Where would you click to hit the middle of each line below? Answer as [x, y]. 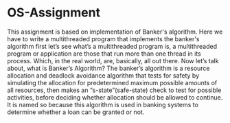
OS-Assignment [54, 13]
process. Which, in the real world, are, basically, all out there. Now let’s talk [113, 60]
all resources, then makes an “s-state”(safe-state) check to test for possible [114, 90]
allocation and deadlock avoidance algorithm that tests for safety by [103, 75]
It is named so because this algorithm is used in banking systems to [103, 104]
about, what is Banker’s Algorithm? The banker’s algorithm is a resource [109, 68]
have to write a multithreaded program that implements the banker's [104, 38]
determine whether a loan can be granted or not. [76, 112]
